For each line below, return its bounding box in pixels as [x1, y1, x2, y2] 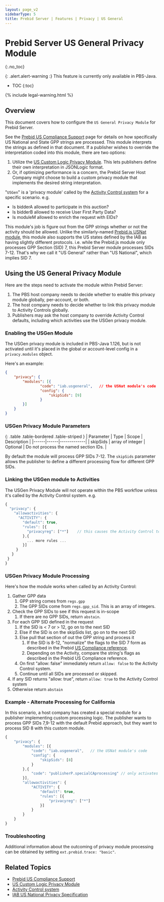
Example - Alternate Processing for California [5, 699, 115, 706]
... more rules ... [26, 538, 67, 543]
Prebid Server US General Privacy [5, 37, 144, 48]
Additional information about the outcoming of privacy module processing [5, 844, 154, 850]
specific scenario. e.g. [5, 194, 50, 200]
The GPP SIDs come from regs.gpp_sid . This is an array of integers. [19, 603, 156, 609]
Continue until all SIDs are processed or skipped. [19, 671, 118, 677]
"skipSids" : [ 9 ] [48, 393, 82, 398]
